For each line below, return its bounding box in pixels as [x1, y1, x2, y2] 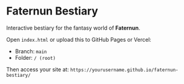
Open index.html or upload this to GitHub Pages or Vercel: [6, 36, 152, 43]
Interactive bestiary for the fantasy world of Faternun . [6, 24, 141, 31]
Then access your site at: [6, 65, 69, 73]
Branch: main [14, 47, 47, 55]
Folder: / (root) [14, 54, 56, 61]
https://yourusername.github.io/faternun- [70, 66, 179, 73]
